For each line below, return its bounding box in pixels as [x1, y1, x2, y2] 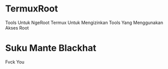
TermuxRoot [5, 3, 58, 14]
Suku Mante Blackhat [5, 42, 97, 54]
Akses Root [5, 24, 29, 30]
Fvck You [5, 58, 25, 65]
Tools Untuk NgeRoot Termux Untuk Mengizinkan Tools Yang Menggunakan [5, 19, 163, 25]
